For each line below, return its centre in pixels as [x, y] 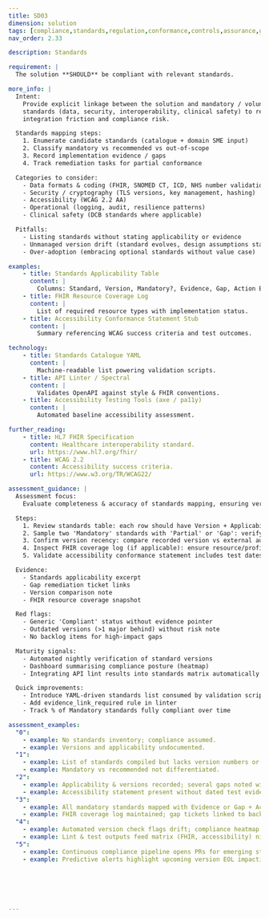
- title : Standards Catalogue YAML [82, 355]
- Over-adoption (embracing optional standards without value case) [139, 252]
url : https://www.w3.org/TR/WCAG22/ [90, 474]
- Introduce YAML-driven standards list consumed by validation [132, 696]
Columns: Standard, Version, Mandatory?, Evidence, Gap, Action [147, 289]
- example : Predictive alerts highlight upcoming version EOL [128, 859]
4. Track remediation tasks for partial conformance [112, 163]
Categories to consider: [57, 177]
